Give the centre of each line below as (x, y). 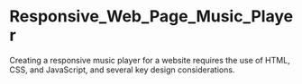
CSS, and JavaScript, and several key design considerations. (122, 70)
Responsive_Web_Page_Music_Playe (151, 17)
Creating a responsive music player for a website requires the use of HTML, (150, 60)
